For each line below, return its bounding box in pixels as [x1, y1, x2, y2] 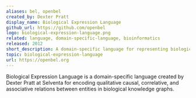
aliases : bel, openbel [6, 8, 61, 14]
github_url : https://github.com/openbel [6, 24, 106, 31]
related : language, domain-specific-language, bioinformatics [6, 35, 160, 41]
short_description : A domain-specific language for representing [6, 46, 168, 52]
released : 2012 [6, 41, 43, 47]
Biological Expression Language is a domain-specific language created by [6, 73, 184, 80]
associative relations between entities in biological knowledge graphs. [6, 85, 174, 92]
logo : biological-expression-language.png [6, 30, 111, 36]
